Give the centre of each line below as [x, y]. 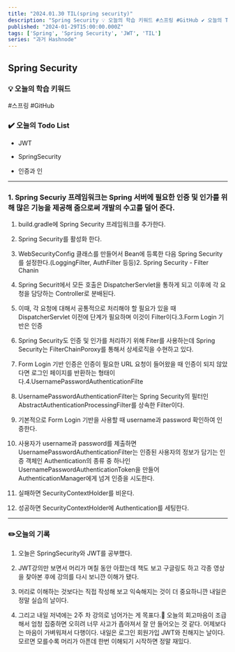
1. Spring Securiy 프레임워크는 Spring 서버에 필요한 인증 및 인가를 [114, 197]
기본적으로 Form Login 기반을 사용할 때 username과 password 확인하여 [116, 420]
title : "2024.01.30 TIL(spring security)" [70, 14]
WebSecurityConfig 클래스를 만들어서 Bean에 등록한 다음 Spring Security [120, 254]
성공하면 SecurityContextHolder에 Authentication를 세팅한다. [104, 508]
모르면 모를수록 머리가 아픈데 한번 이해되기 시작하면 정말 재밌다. [104, 641]
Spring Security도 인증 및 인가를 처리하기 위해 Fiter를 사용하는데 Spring [116, 341]
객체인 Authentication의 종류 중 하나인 [78, 461]
